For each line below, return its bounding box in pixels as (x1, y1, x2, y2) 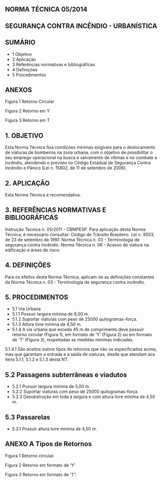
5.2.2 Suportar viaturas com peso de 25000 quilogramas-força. (12, 389, 139, 395)
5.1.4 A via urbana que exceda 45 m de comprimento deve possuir (12, 326, 144, 333)
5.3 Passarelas (5, 413, 51, 421)
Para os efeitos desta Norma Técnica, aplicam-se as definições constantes (5, 274, 155, 280)
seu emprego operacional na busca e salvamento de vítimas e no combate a (5, 155, 157, 161)
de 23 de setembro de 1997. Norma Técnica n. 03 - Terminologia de (5, 237, 140, 242)
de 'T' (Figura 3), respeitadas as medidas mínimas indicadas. (12, 337, 134, 343)
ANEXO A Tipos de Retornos (5, 440, 92, 448)
